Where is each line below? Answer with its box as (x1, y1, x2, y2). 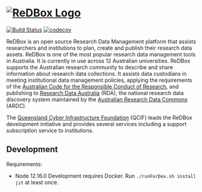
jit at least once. (15, 179, 59, 186)
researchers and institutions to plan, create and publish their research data (6, 44, 192, 51)
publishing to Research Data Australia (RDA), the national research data (6, 89, 184, 96)
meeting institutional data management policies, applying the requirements (6, 76, 192, 84)
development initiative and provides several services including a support (6, 120, 187, 127)
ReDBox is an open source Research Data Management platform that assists (6, 38, 197, 45)
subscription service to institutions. (6, 127, 94, 134)
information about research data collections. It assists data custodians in (6, 70, 187, 77)
